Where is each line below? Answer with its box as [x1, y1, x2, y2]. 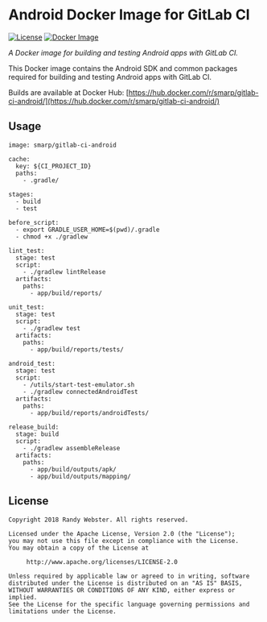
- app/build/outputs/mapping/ [29, 472, 131, 480]
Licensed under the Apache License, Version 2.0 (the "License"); [8, 529, 236, 537]
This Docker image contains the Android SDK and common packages [8, 63, 238, 73]
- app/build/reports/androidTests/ [29, 408, 150, 417]
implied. [8, 593, 38, 601]
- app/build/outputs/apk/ [29, 465, 117, 473]
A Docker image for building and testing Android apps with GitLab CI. [8, 48, 239, 57]
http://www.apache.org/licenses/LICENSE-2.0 [26, 558, 179, 566]
